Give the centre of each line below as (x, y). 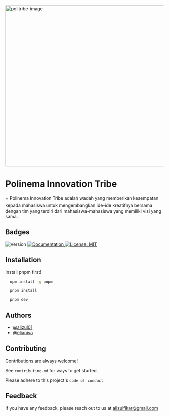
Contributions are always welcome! (42, 361)
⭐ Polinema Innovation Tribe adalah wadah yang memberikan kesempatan (82, 198)
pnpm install (23, 291)
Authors (18, 315)
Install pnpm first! (23, 272)
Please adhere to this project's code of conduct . (55, 380)
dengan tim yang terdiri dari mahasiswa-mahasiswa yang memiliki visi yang (83, 211)
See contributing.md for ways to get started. (52, 370)
